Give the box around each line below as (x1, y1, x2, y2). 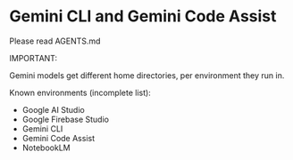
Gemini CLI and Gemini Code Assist (9, 6, 277, 27)
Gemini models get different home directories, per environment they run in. (9, 69, 285, 81)
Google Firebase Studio (21, 114, 110, 124)
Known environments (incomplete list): (9, 87, 152, 98)
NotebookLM (21, 142, 71, 153)
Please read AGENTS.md (9, 36, 101, 46)
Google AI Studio (21, 104, 85, 115)
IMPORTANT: (9, 52, 58, 63)
